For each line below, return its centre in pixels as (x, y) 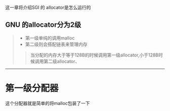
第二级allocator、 (62, 61)
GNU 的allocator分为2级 (43, 25)
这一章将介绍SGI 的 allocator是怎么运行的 (48, 7)
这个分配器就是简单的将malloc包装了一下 (48, 103)
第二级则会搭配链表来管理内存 (56, 44)
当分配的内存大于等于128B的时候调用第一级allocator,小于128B (94, 55)
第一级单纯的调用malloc (50, 38)
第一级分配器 (32, 88)
